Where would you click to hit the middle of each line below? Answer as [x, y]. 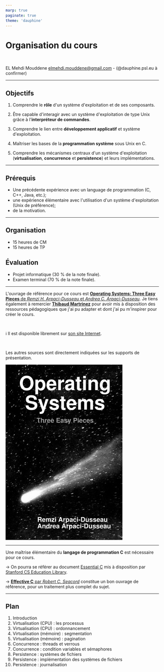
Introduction [25, 618]
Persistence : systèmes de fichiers [47, 654]
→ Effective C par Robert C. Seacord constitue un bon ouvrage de [72, 581]
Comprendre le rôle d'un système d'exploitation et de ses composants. [84, 105]
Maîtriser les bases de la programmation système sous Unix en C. [79, 144]
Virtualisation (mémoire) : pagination [49, 639]
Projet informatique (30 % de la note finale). [57, 274]
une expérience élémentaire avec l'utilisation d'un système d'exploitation [86, 200]
